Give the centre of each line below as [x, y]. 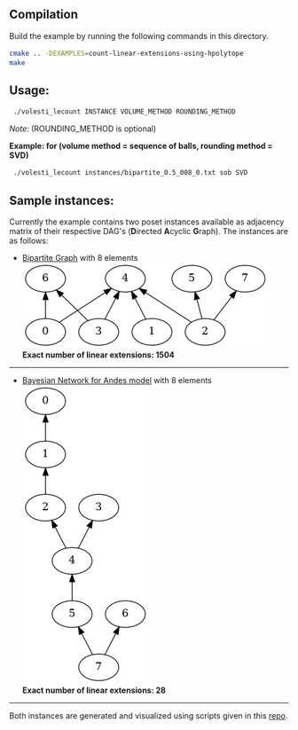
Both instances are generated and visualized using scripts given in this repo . [149, 715]
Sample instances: [62, 200]
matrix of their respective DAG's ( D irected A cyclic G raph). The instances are [149, 231]
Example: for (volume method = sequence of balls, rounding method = [141, 146]
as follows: [29, 240]
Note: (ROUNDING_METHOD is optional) [83, 129]
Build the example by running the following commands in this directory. [139, 35]
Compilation [43, 15]
